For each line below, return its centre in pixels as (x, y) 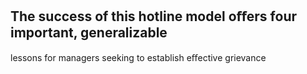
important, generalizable (89, 33)
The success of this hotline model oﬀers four (154, 16)
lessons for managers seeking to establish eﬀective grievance (138, 57)
